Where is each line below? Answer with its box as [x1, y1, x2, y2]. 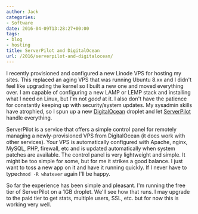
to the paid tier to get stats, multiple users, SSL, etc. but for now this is [6, 194, 179, 201]
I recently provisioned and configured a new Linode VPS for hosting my [6, 69, 182, 77]
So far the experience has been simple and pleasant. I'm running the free [6, 182, 186, 189]
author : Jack [6, 8, 39, 15]
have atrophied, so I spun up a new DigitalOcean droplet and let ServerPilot [6, 108, 191, 115]
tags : [6, 31, 20, 37]
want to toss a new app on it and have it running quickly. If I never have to [6, 164, 187, 171]
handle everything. [6, 114, 52, 121]
